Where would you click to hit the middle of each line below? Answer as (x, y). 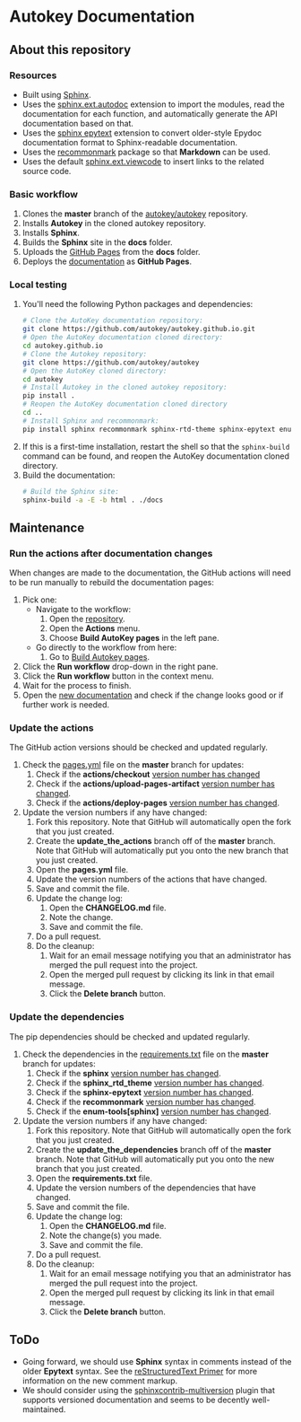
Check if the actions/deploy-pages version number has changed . (158, 803)
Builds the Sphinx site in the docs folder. (97, 242)
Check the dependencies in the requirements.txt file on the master (145, 1054)
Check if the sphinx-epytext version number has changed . (145, 1092)
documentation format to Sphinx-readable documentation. (129, 142)
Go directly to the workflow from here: (106, 647)
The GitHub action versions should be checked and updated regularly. (139, 748)
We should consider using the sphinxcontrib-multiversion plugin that (148, 1390)
